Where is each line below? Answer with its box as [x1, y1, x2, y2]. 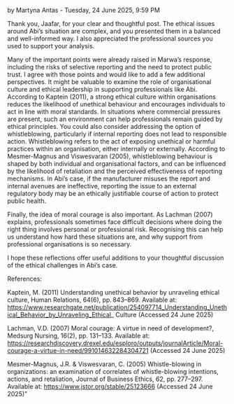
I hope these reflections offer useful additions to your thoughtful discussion [7, 253, 224, 262]
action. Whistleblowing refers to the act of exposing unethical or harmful [7, 137, 216, 146]
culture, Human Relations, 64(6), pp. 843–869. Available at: [7, 295, 177, 304]
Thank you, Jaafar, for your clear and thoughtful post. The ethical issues [7, 20, 215, 27]
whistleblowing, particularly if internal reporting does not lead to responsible [7, 130, 227, 138]
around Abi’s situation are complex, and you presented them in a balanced [7, 27, 221, 35]
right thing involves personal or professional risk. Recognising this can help [7, 225, 224, 233]
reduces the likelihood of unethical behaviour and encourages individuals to [7, 100, 226, 108]
